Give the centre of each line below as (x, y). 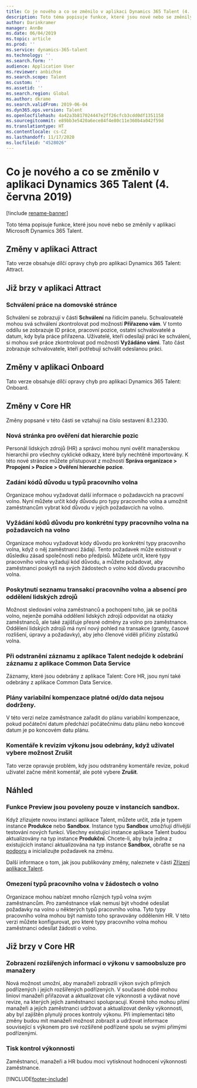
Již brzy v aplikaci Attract (54, 288)
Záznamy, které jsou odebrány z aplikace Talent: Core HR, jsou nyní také (94, 676)
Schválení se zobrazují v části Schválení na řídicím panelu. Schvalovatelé (95, 317)
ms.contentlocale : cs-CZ (36, 132)
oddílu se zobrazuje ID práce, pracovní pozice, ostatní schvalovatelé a (91, 330)
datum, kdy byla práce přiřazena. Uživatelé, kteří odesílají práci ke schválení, (98, 336)
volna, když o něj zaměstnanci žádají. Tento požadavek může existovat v (94, 549)
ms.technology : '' (28, 55)
